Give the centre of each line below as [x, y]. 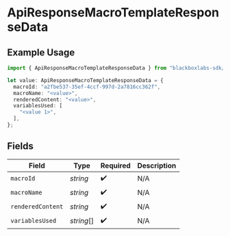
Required [116, 166]
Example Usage [41, 52]
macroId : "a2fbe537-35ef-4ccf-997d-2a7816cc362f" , [87, 87]
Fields [21, 146]
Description [157, 166]
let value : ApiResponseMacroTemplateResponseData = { [86, 80]
